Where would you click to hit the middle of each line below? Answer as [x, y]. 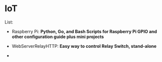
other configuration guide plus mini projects [58, 37]
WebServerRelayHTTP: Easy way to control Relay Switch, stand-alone [84, 46]
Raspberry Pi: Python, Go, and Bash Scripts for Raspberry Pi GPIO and [84, 31]
